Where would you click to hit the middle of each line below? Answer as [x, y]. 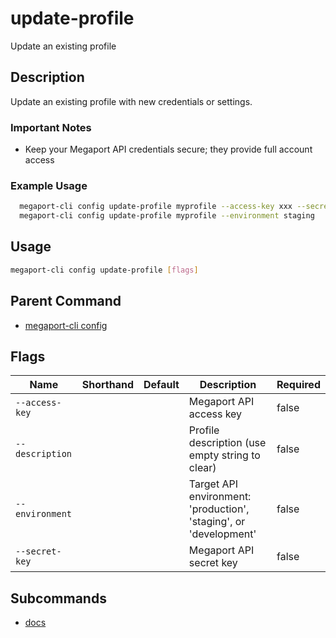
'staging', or [217, 522]
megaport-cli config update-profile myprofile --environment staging [167, 216]
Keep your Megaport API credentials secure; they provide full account [168, 149]
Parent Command [66, 301]
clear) [202, 468]
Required [298, 385]
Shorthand [108, 385]
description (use [227, 443]
